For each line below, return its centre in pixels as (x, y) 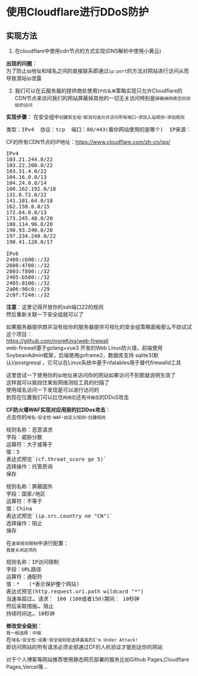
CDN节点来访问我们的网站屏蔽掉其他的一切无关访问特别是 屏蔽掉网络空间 (100, 98)
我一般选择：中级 (24, 633)
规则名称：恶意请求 (29, 430)
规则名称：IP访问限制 (32, 562)
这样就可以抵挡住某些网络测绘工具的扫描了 (58, 382)
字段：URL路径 (24, 569)
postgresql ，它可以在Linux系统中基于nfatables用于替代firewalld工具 (98, 362)
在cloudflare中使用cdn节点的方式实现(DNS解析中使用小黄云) (88, 51)
